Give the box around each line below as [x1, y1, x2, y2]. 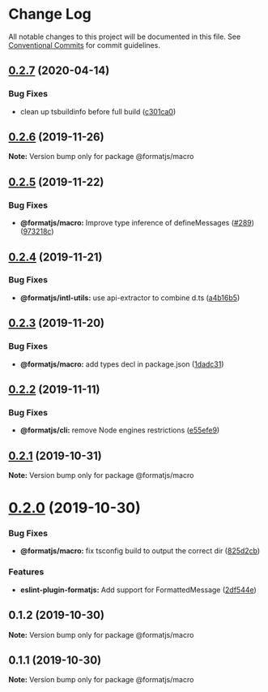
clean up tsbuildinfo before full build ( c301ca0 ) [19, 106, 177, 116]
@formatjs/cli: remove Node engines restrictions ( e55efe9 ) [19, 425, 220, 435]
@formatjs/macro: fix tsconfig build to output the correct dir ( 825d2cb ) [19, 546, 261, 556]
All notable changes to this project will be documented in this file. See [8, 32, 241, 41]
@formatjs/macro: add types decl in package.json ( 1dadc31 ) [19, 359, 224, 369]
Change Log [8, 5, 91, 24]
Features [8, 566, 45, 578]
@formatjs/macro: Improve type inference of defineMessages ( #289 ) [19, 218, 255, 228]
